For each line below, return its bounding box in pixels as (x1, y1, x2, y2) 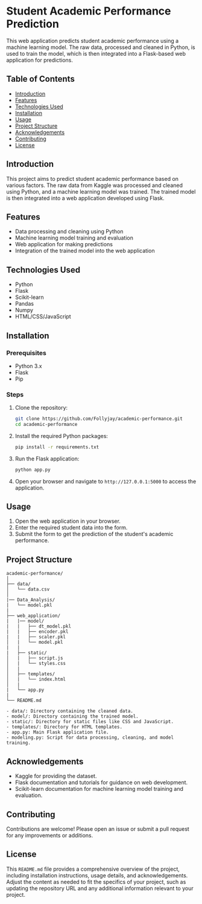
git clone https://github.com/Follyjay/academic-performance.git (14, 416, 183, 422)
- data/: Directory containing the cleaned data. (6, 708, 134, 715)
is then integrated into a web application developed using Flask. (6, 194, 165, 201)
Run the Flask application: (14, 455, 80, 462)
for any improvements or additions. (6, 831, 93, 839)
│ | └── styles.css (6, 661, 66, 667)
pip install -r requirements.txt (14, 444, 99, 450)
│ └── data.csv (6, 586, 50, 592)
